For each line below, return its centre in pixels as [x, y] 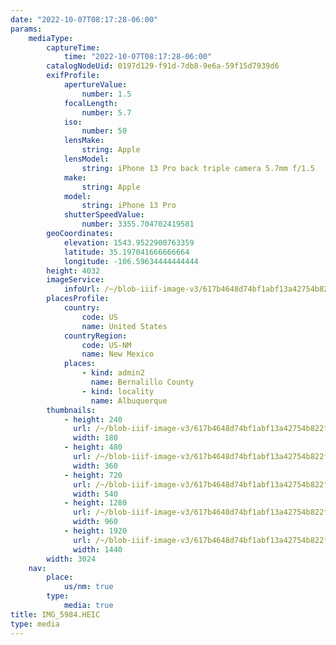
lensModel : [86, 159]
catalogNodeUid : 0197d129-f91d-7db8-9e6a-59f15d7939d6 [163, 66]
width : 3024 [71, 559]
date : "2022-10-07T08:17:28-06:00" [84, 19]
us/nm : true [88, 587]
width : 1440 [98, 549]
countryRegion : [95, 336]
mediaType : [51, 38]
